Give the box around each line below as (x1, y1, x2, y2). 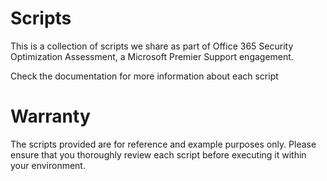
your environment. (10, 159, 86, 171)
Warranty (10, 105, 91, 128)
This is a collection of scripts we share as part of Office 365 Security (10, 40, 294, 52)
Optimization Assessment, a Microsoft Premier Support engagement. (10, 50, 294, 62)
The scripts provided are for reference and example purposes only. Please (10, 138, 317, 150)
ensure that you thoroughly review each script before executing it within (10, 148, 307, 161)
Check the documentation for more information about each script (10, 70, 279, 82)
